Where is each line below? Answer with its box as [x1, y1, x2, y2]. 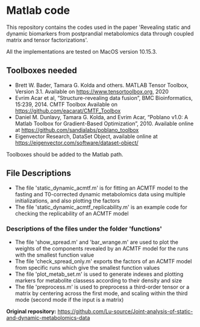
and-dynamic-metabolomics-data [6, 314, 90, 321]
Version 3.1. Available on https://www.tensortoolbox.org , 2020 [14, 88, 169, 95]
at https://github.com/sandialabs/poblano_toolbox [14, 126, 139, 133]
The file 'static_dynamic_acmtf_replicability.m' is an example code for [14, 203, 188, 211]
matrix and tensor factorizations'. [6, 36, 89, 43]
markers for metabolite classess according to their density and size [14, 276, 183, 284]
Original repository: [6, 308, 57, 315]
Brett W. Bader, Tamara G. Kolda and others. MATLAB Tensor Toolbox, [14, 81, 189, 89]
